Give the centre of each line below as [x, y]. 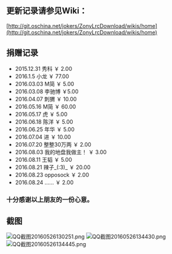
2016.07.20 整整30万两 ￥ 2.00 [53, 144]
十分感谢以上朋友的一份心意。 [50, 199]
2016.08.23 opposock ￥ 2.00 [52, 175]
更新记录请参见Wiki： [47, 11]
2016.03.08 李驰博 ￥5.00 [47, 91]
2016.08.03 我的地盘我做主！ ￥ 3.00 [61, 152]
